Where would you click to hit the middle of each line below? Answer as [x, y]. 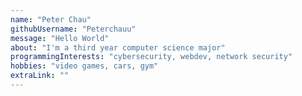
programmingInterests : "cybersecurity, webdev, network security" [151, 57]
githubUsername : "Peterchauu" [73, 29]
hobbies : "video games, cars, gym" [84, 66]
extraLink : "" [40, 76]
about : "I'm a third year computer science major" [118, 47]
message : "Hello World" [60, 38]
